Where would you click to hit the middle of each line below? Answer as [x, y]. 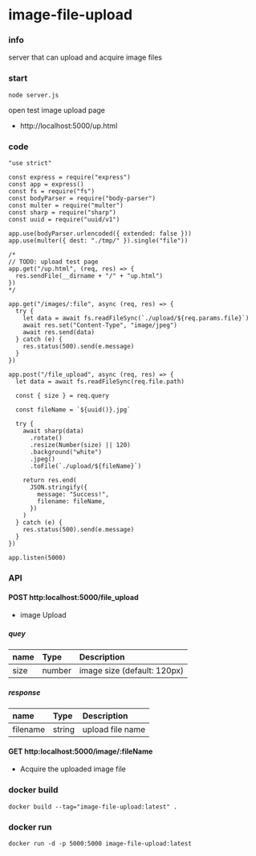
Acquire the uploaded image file [73, 769]
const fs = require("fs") [51, 192]
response [24, 692]
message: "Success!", [73, 494]
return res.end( [50, 481]
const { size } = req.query [63, 396]
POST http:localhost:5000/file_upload [73, 597]
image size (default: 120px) [132, 671]
